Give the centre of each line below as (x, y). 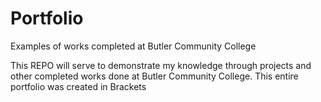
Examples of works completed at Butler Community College (133, 46)
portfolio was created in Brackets (78, 86)
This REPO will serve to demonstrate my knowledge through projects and (161, 65)
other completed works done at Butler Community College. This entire (154, 76)
